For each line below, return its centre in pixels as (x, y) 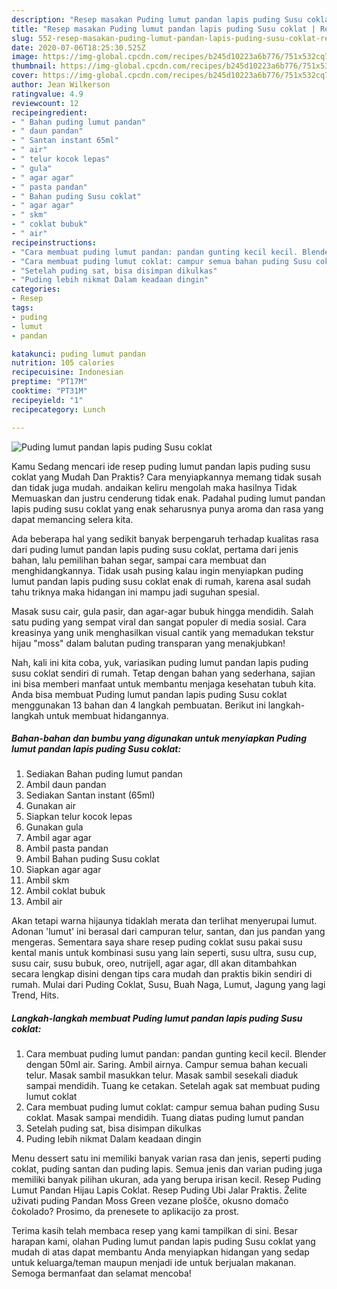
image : (25, 57)
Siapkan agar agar (63, 870)
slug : (22, 38)
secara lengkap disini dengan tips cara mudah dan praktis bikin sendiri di (162, 974)
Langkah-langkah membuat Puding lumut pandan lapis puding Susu (157, 1018)
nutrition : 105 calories (63, 363)
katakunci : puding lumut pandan (78, 354)
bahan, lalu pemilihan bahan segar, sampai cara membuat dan (139, 560)
